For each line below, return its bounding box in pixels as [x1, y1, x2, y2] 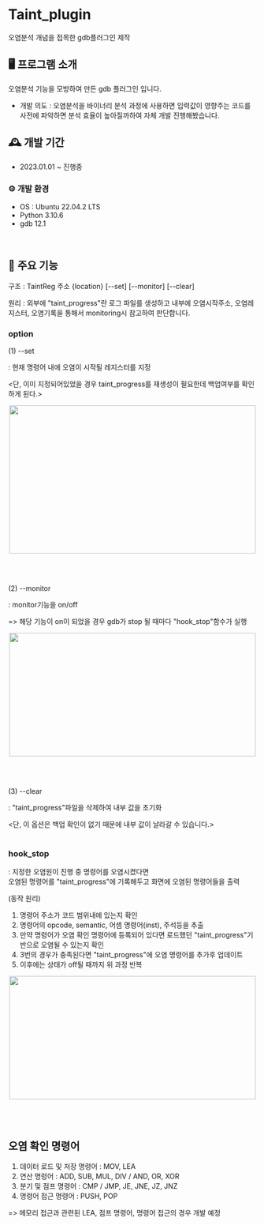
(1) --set [8, 346, 35, 355]
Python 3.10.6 [19, 210, 64, 220]
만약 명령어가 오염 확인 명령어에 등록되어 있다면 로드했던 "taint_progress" [19, 930, 247, 940]
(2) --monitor [8, 583, 51, 593]
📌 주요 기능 [8, 259, 59, 272]
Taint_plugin [8, 6, 91, 24]
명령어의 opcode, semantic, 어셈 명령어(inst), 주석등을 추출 [19, 920, 204, 930]
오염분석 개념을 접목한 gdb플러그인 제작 [8, 32, 131, 42]
